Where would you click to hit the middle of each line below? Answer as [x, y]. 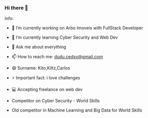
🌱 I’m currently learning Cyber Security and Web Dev [65, 37]
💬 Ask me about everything [39, 47]
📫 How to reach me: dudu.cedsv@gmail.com [57, 57]
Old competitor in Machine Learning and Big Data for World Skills [77, 110]
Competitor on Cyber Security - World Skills [56, 101]
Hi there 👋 [17, 8]
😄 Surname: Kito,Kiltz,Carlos [41, 68]
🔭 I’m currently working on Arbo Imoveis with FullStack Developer [77, 28]
